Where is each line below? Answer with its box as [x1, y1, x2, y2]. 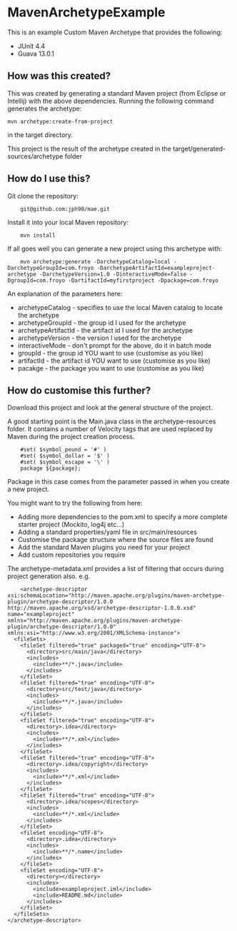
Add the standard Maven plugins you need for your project [17, 543, 191, 552]
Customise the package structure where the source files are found [17, 535, 213, 544]
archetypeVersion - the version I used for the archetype [17, 333, 182, 342]
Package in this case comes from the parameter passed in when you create [7, 478, 230, 486]
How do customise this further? [7, 384, 151, 396]
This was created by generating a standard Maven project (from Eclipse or [7, 89, 226, 97]
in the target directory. [7, 130, 74, 139]
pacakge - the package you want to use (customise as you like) [17, 363, 205, 372]
